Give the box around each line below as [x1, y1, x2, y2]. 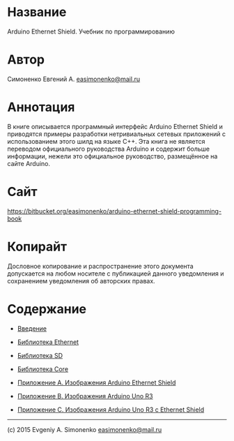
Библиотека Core [17, 364, 68, 373]
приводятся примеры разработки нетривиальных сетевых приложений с [7, 130, 226, 138]
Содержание [7, 301, 87, 317]
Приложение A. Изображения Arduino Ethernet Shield [17, 378, 176, 387]
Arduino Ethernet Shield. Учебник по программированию [7, 27, 175, 36]
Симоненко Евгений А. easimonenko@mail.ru [7, 75, 141, 83]
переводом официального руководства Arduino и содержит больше [7, 144, 210, 153]
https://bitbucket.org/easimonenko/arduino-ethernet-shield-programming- [7, 207, 221, 215]
